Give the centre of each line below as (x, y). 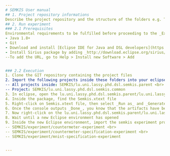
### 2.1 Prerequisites (29, 29)
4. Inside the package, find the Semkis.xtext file (61, 99)
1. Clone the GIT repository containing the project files (69, 75)
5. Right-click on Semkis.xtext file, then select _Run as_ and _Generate (86, 104)
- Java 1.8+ (18, 38)
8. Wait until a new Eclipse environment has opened (62, 118)
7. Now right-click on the (34, 113)
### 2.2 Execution (25, 71)
